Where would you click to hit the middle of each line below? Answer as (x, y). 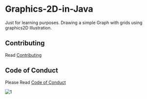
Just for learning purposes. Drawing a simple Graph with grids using (74, 23)
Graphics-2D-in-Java (49, 9)
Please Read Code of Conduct (35, 82)
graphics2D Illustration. (29, 27)
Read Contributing (23, 55)
